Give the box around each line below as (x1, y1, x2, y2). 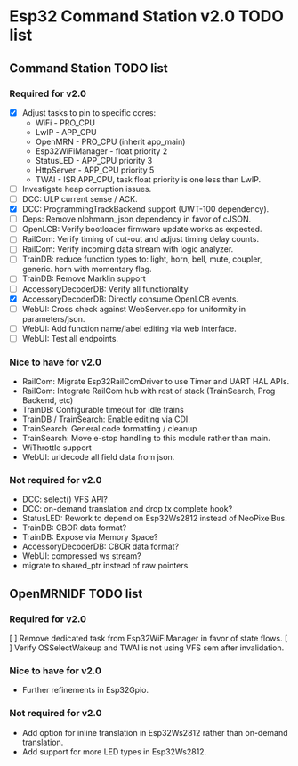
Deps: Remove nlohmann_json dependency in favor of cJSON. (21, 214, 252, 224)
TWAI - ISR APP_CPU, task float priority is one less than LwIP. (35, 173, 262, 184)
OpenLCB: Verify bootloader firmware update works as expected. (21, 224, 262, 235)
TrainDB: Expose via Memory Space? (21, 532, 158, 543)
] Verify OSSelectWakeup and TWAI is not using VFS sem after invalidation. (9, 642, 285, 653)
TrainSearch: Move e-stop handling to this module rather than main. (21, 433, 271, 444)
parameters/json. (21, 313, 85, 324)
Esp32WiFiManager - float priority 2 (35, 145, 168, 157)
